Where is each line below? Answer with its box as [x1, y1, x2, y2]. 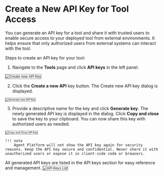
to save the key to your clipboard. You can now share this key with [12, 116, 145, 121]
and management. [5, 165, 41, 171]
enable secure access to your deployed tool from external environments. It [5, 35, 155, 41]
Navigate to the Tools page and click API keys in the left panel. [12, 64, 139, 70]
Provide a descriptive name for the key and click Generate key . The [12, 105, 148, 111]
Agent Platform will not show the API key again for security [14, 142, 143, 147]
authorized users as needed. [12, 121, 70, 127]
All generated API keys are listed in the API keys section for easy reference [5, 159, 155, 165]
